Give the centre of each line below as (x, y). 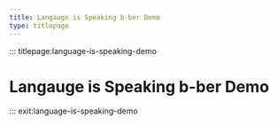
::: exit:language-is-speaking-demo (74, 111)
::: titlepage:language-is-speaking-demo (83, 51)
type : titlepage (39, 26)
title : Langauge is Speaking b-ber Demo (85, 17)
